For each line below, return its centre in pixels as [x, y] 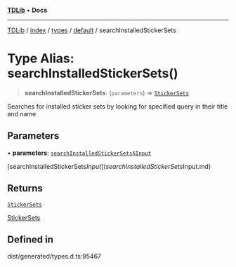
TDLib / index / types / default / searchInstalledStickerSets [92, 30]
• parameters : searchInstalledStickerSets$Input [79, 153]
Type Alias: [41, 59]
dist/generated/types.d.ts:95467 [54, 256]
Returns [25, 189]
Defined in [31, 239]
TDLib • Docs [27, 10]
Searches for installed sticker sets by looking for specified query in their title [118, 106]
